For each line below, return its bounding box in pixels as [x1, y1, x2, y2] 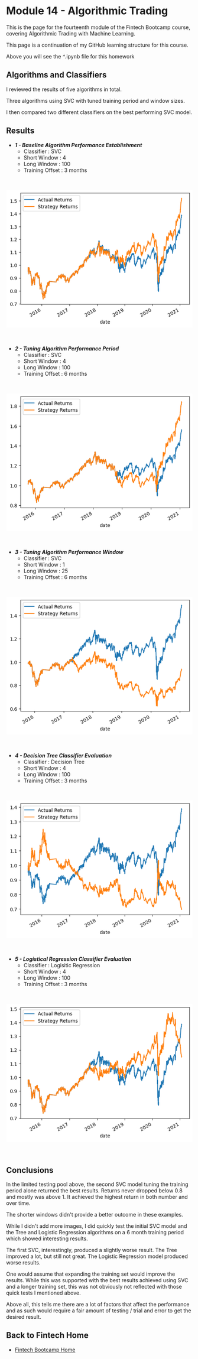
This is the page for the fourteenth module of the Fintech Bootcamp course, [6, 24, 190, 31]
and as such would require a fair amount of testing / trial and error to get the [6, 1307, 191, 1314]
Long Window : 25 [23, 567, 69, 574]
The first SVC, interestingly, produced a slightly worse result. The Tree [6, 1247, 177, 1254]
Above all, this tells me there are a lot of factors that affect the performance [6, 1301, 190, 1308]
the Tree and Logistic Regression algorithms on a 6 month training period [6, 1229, 184, 1236]
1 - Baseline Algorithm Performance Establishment [14, 141, 142, 148]
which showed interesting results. [6, 1235, 88, 1242]
